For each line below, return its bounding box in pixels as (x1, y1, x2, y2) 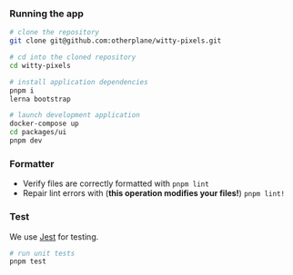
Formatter (9, 157, 55, 170)
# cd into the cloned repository (9, 53, 136, 62)
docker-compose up (9, 119, 79, 129)
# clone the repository (9, 28, 100, 37)
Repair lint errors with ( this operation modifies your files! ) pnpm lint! (22, 188, 285, 199)
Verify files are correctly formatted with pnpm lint (22, 178, 209, 189)
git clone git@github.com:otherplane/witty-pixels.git (9, 36, 222, 45)
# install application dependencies (9, 77, 148, 86)
